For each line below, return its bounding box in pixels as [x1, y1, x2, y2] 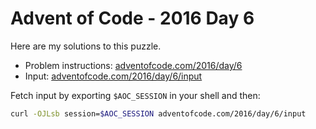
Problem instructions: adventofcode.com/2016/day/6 [24, 59, 243, 71]
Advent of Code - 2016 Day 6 [10, 7, 255, 30]
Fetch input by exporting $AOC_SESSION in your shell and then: [10, 89, 261, 101]
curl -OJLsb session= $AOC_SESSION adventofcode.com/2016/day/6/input [10, 108, 307, 119]
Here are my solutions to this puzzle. [10, 40, 162, 52]
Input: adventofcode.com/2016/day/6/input [24, 70, 203, 82]
